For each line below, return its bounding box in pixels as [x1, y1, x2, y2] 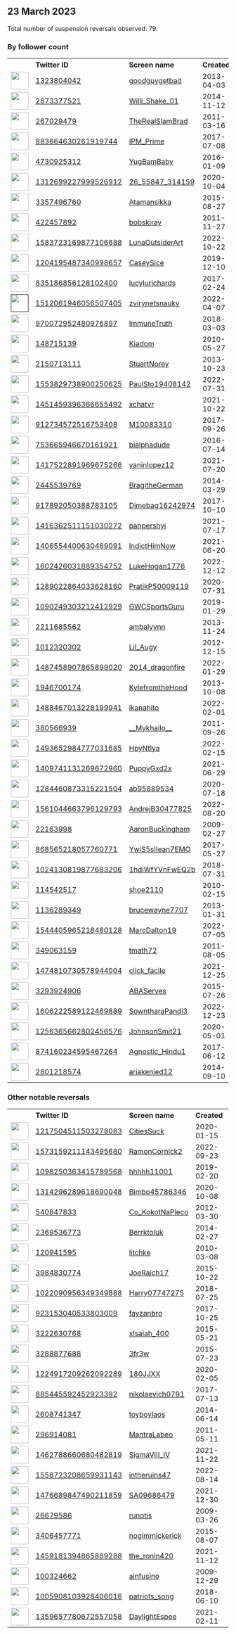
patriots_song [129, 1591, 174, 1601]
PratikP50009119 [129, 582, 190, 592]
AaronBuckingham [129, 825, 190, 834]
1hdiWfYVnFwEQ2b [129, 865, 196, 874]
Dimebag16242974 [129, 501, 195, 511]
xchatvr [129, 400, 155, 409]
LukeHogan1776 [129, 561, 185, 571]
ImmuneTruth [129, 319, 173, 329]
